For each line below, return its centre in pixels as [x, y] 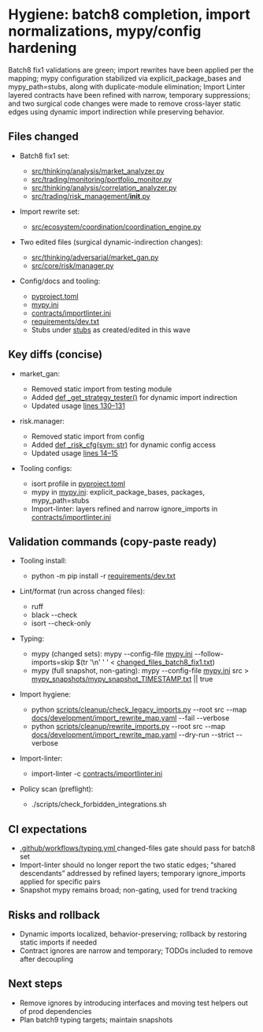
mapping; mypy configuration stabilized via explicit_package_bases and [125, 78]
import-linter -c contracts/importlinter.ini [97, 774]
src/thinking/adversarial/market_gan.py [95, 257]
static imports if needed [58, 942]
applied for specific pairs [60, 882]
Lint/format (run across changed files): [82, 591]
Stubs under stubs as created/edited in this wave [111, 330]
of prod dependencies [56, 1011]
